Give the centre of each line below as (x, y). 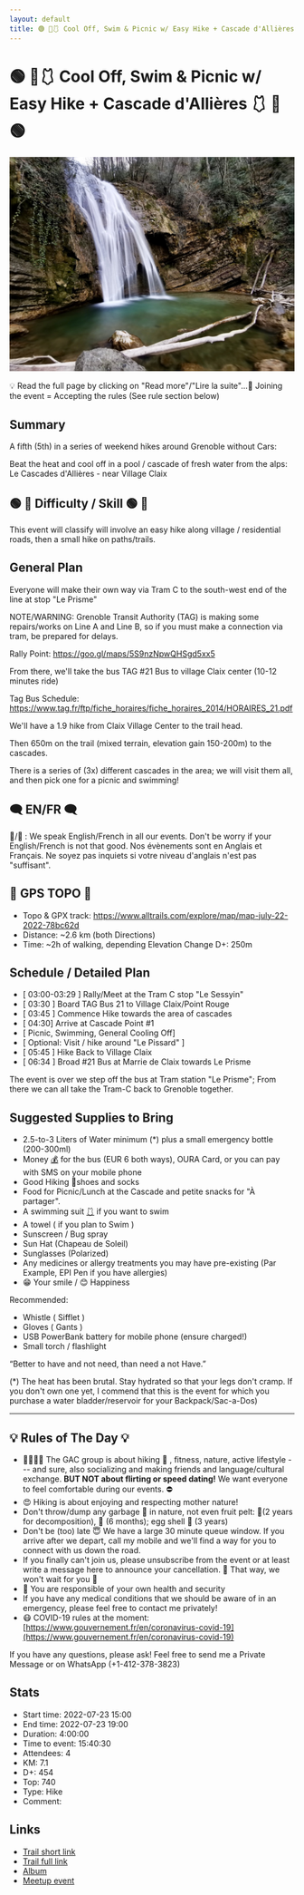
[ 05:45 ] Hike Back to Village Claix (87, 1053)
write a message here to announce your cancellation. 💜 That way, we (151, 1569)
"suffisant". (30, 865)
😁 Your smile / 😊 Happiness (76, 1282)
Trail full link (45, 1861)
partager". (41, 1201)
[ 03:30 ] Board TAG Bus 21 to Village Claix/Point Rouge (126, 1004)
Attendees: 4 (46, 1753)
